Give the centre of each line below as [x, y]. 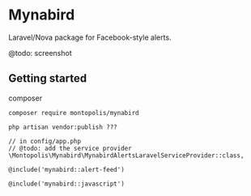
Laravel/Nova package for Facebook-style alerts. [90, 37]
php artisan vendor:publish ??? [63, 127]
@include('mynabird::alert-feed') [67, 169]
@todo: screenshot [40, 53]
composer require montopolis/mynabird [74, 113]
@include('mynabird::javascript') [67, 184]
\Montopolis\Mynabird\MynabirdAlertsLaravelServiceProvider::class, [126, 156]
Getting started [48, 79]
